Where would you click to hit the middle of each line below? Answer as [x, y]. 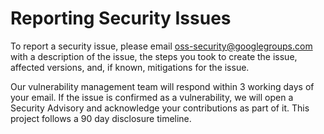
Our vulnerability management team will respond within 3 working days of [162, 86]
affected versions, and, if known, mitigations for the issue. [130, 67]
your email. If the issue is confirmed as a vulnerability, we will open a [152, 97]
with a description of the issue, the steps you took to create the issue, [154, 56]
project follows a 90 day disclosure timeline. [101, 118]
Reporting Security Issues [121, 18]
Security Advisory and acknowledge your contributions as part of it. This [160, 108]
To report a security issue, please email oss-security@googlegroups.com [161, 46]
